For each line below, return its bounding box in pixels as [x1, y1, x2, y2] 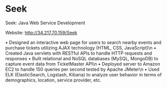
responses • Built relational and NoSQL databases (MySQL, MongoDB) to [5, 55, 158, 61]
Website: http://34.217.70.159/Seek [5, 29, 78, 35]
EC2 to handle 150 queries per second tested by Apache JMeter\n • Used [5, 66, 160, 72]
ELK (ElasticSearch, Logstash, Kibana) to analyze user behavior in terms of [5, 71, 162, 77]
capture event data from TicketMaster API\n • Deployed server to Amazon [5, 61, 160, 67]
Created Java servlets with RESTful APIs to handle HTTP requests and [5, 50, 152, 56]
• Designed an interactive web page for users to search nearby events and [5, 39, 161, 46]
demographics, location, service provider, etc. [5, 77, 102, 83]
